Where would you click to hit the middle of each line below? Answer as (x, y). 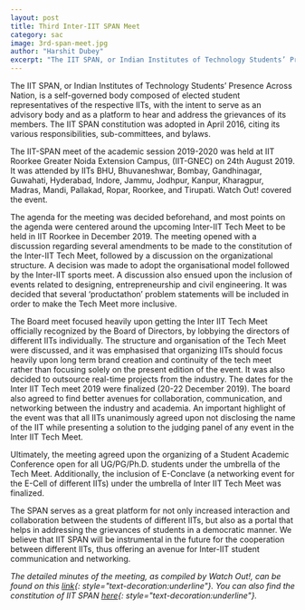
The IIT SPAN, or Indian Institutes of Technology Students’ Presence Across (151, 86)
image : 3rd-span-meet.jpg (59, 43)
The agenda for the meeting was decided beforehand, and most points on (148, 217)
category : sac (37, 34)
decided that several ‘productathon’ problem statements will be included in (149, 294)
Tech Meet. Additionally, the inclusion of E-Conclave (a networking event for (152, 474)
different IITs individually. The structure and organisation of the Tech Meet (148, 340)
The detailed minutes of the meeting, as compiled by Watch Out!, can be (146, 576)
